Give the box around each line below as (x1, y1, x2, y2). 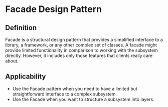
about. (5, 58, 19, 63)
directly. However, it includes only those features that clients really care (5, 52, 153, 58)
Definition (5, 23, 37, 32)
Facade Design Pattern (5, 3, 102, 15)
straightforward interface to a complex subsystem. (12, 91, 117, 97)
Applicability (5, 72, 46, 81)
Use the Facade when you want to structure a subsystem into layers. (12, 96, 154, 102)
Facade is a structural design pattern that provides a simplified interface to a (5, 36, 163, 42)
